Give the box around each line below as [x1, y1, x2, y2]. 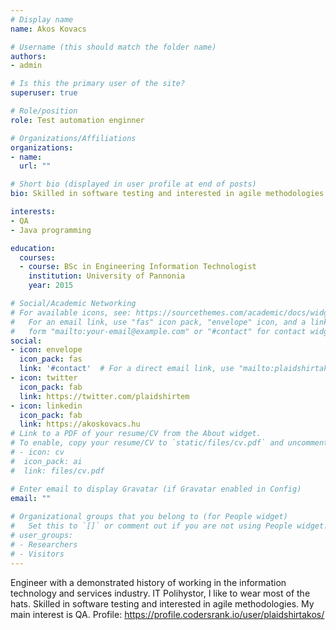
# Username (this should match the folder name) [10, 42, 217, 52]
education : [10, 243, 56, 253]
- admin [10, 61, 43, 71]
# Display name [10, 14, 74, 25]
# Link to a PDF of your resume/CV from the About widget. [10, 429, 262, 439]
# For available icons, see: [10, 307, 132, 318]
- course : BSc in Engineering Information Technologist [19, 262, 257, 272]
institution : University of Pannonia [28, 271, 186, 281]
